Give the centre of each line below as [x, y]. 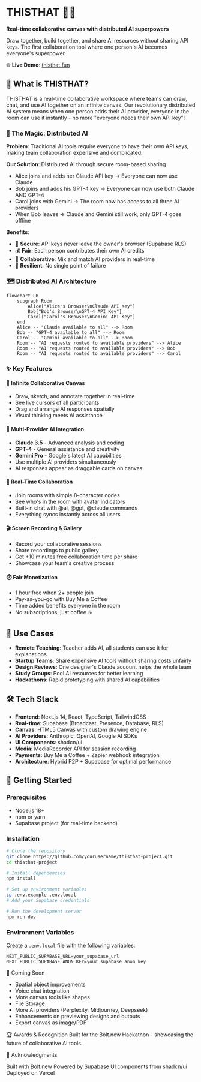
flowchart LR [22, 296]
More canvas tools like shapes [52, 997]
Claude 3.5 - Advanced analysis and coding [69, 443]
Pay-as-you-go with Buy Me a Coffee [61, 599]
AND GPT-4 [29, 195]
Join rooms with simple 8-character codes [67, 495]
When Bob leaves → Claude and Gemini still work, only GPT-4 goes [98, 214]
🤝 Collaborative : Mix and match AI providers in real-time [85, 259]
